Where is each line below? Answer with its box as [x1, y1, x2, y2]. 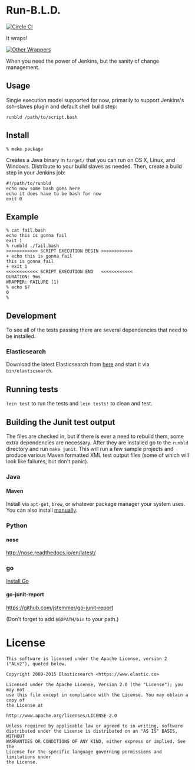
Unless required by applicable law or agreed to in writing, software [6, 723, 183, 729]
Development [6, 311, 57, 321]
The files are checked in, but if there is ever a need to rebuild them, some [6, 433, 184, 440]
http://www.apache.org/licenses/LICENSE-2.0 [6, 713, 117, 719]
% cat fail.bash [6, 228, 46, 233]
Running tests [6, 384, 59, 394]
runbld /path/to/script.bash [6, 114, 78, 120]
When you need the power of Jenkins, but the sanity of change [6, 57, 160, 64]
